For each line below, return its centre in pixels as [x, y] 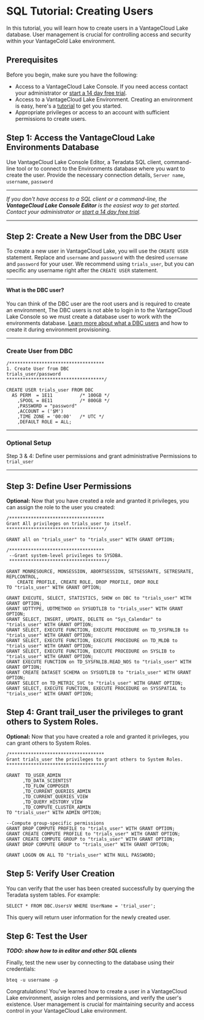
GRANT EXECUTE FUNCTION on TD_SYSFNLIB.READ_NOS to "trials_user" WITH [99, 662]
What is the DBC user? [35, 290]
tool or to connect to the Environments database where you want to [101, 168]
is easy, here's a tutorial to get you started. [69, 106]
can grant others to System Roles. [49, 743]
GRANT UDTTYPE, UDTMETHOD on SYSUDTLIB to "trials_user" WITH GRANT [95, 609]
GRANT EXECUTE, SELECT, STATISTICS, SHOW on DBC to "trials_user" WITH [99, 598]
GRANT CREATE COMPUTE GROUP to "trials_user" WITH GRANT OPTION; [90, 839]
